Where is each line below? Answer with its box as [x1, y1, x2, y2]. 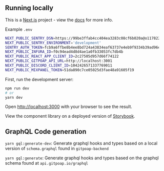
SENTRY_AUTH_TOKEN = [5, 45, 45, 50]
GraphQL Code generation [5, 127, 86, 136]
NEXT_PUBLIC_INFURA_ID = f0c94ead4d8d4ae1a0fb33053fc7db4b [5, 49, 123, 54]
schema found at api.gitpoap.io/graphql [5, 160, 88, 166]
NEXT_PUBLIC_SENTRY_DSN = [5, 36, 56, 41]
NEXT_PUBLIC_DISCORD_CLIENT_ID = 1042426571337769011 [5, 63, 112, 68]
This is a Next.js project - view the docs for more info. [5, 17, 113, 22]
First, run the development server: [5, 76, 74, 82]
